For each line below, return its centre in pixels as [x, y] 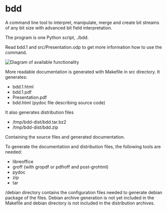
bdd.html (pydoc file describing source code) [59, 102]
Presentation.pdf [30, 97]
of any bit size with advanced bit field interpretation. [59, 27]
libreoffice [23, 161]
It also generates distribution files [39, 112]
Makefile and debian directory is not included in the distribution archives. [80, 203]
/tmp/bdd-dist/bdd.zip [35, 127]
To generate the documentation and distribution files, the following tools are [83, 146]
